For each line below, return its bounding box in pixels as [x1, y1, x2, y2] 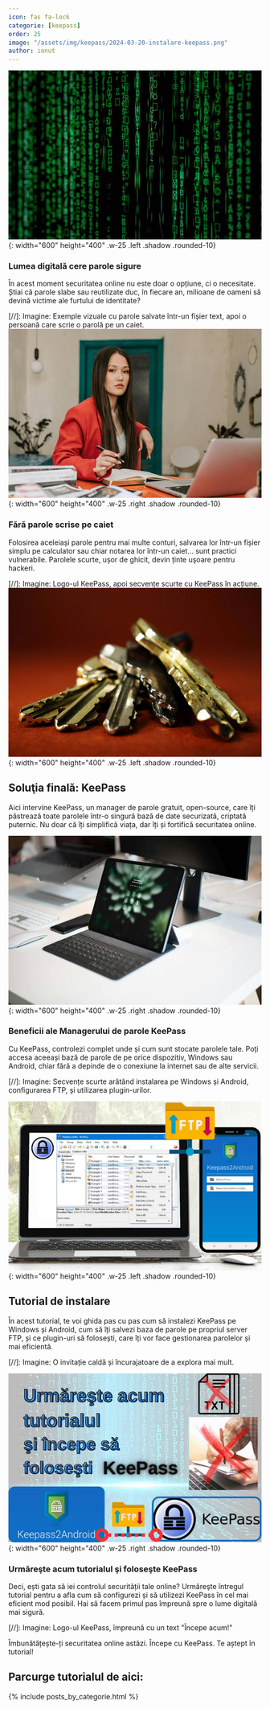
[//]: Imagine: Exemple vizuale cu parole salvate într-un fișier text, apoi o [8, 311, 247, 321]
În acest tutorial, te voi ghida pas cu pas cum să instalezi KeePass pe [8, 1316, 237, 1325]
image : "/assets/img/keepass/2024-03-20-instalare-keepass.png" [8, 39, 228, 47]
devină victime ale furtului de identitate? [8, 296, 141, 306]
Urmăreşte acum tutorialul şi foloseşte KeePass [8, 1563, 198, 1575]
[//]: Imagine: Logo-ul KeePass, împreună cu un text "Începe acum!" [8, 1622, 233, 1633]
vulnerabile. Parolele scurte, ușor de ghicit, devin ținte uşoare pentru [8, 554, 235, 564]
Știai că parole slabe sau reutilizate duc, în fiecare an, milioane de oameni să [8, 287, 261, 297]
